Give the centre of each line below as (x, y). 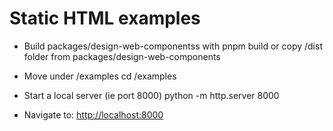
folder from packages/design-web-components (122, 56)
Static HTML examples (105, 18)
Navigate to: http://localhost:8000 (93, 114)
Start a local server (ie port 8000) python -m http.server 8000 (151, 95)
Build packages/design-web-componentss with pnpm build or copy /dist (173, 46)
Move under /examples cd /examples (100, 76)
